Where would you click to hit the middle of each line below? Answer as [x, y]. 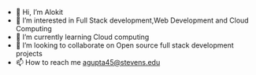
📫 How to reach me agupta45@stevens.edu [88, 62]
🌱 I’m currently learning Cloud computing [82, 37]
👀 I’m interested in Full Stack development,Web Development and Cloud [132, 20]
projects [29, 54]
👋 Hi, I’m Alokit [39, 12]
